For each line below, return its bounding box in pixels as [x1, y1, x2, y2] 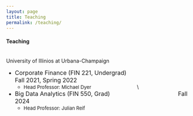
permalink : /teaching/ [6, 19, 62, 25]
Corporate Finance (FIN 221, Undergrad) [14, 68, 127, 77]
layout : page [6, 8, 38, 15]
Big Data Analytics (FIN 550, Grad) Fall [14, 90, 188, 98]
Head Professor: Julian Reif [23, 104, 85, 111]
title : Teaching [6, 14, 46, 20]
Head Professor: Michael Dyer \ [23, 83, 139, 90]
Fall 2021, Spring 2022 [14, 76, 78, 84]
